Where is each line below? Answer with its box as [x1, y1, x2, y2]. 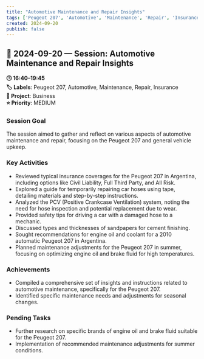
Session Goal [6, 116, 46, 125]
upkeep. [6, 144, 27, 151]
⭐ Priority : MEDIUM [6, 99, 56, 106]
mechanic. [15, 217, 42, 225]
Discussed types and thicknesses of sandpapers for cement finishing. [15, 224, 190, 231]
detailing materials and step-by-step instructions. [15, 192, 138, 199]
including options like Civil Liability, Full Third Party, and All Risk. [15, 179, 176, 186]
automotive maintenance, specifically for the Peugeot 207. [15, 285, 161, 293]
